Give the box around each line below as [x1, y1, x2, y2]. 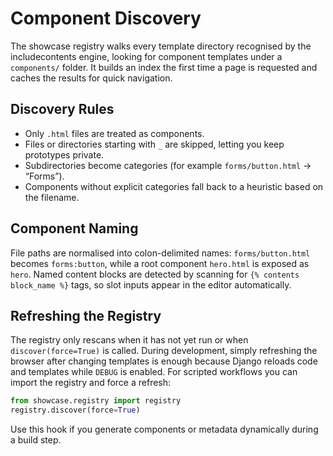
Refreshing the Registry [10, 307, 162, 324]
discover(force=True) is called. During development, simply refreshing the [10, 345, 318, 357]
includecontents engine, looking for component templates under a [10, 50, 283, 62]
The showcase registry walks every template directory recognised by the [10, 40, 312, 52]
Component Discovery [10, 7, 202, 30]
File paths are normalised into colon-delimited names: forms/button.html [10, 247, 311, 259]
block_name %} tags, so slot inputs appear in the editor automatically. [10, 278, 292, 291]
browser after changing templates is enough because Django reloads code [10, 355, 318, 367]
